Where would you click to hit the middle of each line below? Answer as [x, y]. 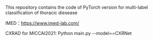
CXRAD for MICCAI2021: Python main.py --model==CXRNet [69, 33]
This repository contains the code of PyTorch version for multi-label [77, 7]
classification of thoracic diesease [41, 13]
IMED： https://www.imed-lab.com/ [42, 23]
